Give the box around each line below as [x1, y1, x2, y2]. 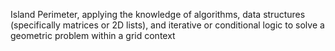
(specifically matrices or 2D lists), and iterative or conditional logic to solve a [10, 19, 325, 31]
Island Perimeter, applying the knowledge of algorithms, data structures [10, 9, 306, 20]
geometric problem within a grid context [10, 30, 176, 41]
